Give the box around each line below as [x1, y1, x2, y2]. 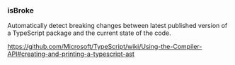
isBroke [7, 6, 34, 15]
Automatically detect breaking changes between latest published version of [7, 22, 228, 30]
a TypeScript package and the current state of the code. [7, 29, 171, 37]
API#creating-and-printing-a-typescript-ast [7, 50, 134, 58]
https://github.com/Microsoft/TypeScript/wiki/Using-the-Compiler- [7, 43, 202, 51]
